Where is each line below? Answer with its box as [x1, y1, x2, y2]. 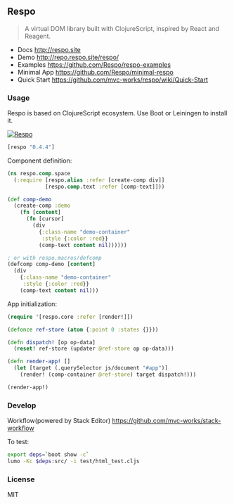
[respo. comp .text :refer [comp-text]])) [44, 183, 165, 190]
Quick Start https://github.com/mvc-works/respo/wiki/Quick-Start [17, 75, 209, 84]
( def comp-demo [7, 196, 52, 203]
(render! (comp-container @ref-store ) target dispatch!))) [20, 371, 197, 379]
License [7, 474, 35, 484]
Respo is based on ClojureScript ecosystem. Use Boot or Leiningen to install [7, 109, 228, 118]
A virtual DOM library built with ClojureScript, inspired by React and [24, 24, 220, 32]
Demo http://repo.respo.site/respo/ [17, 53, 119, 61]
